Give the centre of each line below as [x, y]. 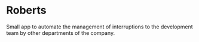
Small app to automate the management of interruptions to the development [99, 27]
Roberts [26, 10]
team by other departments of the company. [61, 33]
